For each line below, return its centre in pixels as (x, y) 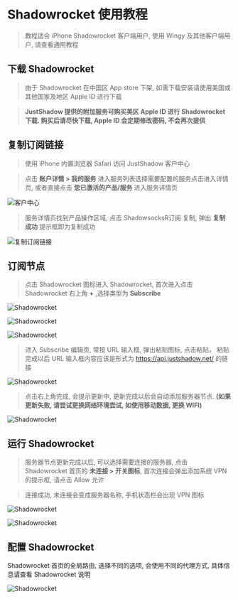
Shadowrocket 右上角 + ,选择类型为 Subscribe (93, 293)
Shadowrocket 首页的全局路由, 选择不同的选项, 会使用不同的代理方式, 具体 (115, 565)
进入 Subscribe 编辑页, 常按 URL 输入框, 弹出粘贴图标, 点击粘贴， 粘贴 (127, 350)
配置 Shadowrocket (51, 547)
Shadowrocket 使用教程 (77, 15)
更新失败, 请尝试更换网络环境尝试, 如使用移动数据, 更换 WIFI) (113, 405)
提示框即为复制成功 (67, 226)
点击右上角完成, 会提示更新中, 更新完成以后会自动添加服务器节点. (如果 (128, 396)
